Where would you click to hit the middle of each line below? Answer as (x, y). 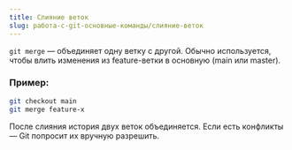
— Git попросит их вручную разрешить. (85, 135)
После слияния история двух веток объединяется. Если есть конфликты (146, 126)
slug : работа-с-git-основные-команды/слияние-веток (106, 26)
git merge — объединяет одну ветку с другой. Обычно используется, (140, 50)
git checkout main (43, 101)
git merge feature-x (47, 109)
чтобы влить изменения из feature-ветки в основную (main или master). (145, 60)
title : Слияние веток (49, 17)
